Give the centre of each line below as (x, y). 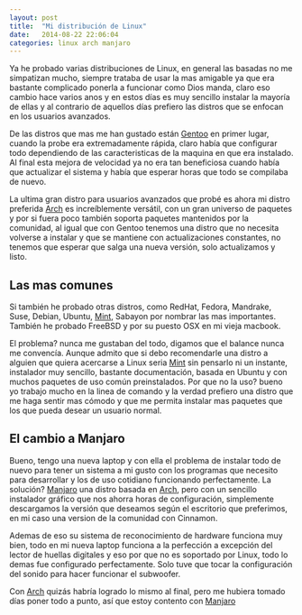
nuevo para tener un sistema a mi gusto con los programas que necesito (144, 470)
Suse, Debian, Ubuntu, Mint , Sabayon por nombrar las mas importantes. (143, 317)
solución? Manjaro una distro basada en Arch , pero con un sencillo (133, 489)
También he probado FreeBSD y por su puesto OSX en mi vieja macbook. (145, 326)
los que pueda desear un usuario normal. (86, 410)
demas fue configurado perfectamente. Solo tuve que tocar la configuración (151, 564)
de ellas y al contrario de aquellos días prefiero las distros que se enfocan (146, 107)
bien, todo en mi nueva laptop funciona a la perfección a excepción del (141, 545)
